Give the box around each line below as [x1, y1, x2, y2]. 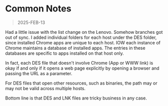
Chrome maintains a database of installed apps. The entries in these [5, 45, 146, 51]
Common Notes [5, 3, 71, 14]
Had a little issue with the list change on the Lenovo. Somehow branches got [5, 29, 163, 35]
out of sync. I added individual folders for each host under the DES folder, [5, 34, 157, 40]
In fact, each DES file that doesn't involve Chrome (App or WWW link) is [5, 60, 153, 66]
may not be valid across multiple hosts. [5, 85, 86, 91]
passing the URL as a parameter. [5, 70, 72, 76]
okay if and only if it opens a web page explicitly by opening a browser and [5, 65, 159, 71]
